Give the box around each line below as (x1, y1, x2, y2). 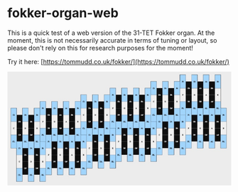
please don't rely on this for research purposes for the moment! (7, 43, 194, 52)
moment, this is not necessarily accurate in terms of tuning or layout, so (7, 36, 217, 44)
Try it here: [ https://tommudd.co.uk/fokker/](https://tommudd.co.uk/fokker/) (7, 57, 229, 65)
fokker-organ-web (7, 5, 119, 21)
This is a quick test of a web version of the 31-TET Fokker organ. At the (7, 28, 215, 37)
